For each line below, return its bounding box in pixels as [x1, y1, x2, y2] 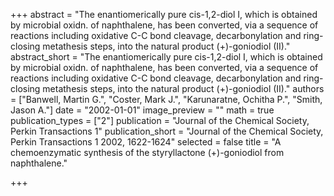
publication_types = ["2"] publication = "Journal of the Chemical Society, [10, 115, 310, 126]
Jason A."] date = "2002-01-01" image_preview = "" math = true [10, 104, 275, 116]
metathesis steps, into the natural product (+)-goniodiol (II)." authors [42, 83, 325, 94]
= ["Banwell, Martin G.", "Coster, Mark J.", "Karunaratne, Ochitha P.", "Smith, [10, 94, 323, 105]
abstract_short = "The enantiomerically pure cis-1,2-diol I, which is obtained [10, 51, 323, 63]
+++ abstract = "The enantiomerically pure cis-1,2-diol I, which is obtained [10, 9, 318, 20]
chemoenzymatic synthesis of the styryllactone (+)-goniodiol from [10, 147, 285, 158]
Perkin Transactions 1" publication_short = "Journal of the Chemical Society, [10, 125, 324, 137]
